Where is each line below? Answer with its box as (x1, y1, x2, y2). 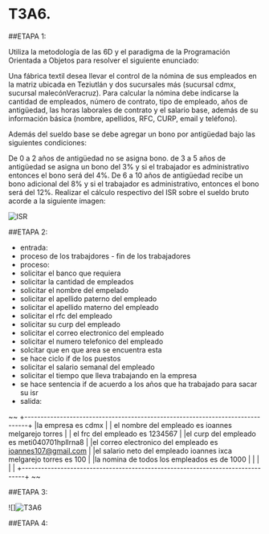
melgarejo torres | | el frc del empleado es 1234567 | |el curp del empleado (8, 429, 257, 438)
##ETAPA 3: (8, 487, 48, 496)
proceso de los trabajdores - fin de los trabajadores (19, 251, 191, 261)
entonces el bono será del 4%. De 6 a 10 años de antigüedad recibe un (8, 170, 243, 180)
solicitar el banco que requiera (19, 268, 121, 278)
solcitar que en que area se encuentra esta (19, 344, 162, 354)
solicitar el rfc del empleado (19, 311, 112, 320)
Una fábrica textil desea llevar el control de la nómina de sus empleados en (8, 71, 257, 80)
